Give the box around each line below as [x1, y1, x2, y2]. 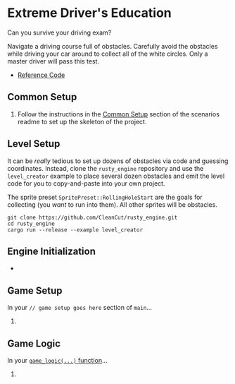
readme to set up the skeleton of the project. [17, 117, 147, 126]
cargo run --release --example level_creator [7, 226, 143, 234]
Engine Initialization [7, 245, 96, 257]
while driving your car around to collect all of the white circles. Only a [7, 49, 208, 58]
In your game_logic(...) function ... [7, 356, 108, 364]
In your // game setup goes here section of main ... [7, 304, 153, 312]
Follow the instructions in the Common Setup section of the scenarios [17, 109, 220, 118]
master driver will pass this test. [7, 56, 100, 65]
